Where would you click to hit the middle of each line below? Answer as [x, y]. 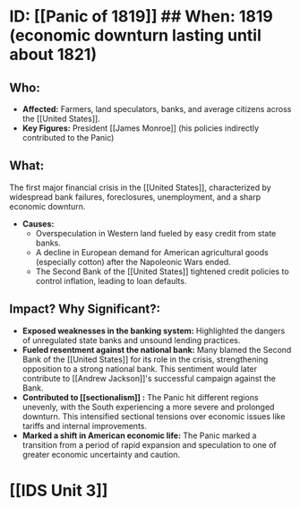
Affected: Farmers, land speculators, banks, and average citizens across [157, 109]
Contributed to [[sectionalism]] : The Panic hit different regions [140, 397]
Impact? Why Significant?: [85, 309]
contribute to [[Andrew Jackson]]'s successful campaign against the [149, 378]
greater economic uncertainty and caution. [101, 454]
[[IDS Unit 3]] [59, 490]
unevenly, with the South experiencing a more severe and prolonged [148, 407]
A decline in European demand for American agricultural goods [152, 252]
